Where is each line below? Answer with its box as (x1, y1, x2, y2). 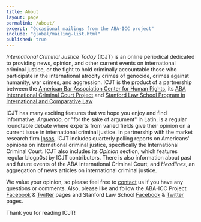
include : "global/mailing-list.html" (6, 31, 101, 37)
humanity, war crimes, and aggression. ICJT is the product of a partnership (6, 79, 192, 86)
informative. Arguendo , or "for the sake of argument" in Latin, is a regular (6, 116, 187, 123)
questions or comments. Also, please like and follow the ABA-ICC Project (6, 185, 187, 192)
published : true (6, 37, 47, 43)
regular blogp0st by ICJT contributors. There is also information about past (6, 154, 192, 161)
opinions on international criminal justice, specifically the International (6, 142, 179, 148)
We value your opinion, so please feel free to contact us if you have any (6, 178, 184, 185)
